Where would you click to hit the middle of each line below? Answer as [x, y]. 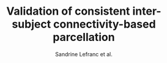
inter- [147, 11]
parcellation [84, 37]
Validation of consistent [68, 11]
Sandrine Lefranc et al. [84, 54]
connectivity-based [105, 24]
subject [31, 24]
